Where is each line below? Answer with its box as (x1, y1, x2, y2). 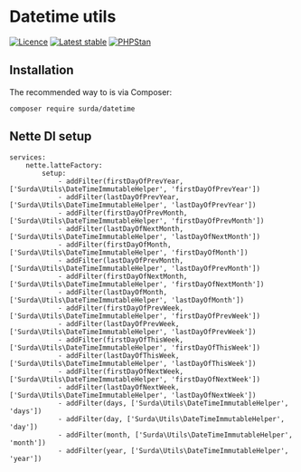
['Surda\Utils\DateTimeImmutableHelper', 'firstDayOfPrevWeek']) (9, 311, 260, 321)
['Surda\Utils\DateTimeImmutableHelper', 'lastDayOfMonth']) (9, 295, 245, 304)
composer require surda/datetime (9, 104, 136, 113)
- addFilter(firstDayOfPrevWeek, (57, 303, 183, 313)
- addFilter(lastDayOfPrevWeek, (57, 319, 180, 328)
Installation (9, 63, 74, 78)
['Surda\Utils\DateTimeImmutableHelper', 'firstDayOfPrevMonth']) (9, 216, 265, 226)
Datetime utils (9, 6, 117, 27)
